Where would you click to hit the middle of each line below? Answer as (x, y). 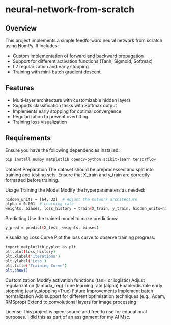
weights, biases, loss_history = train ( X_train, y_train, (68, 209)
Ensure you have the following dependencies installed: (62, 150)
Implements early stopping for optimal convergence (67, 111)
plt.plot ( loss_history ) (31, 251)
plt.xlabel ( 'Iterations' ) (33, 256)
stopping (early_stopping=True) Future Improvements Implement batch (79, 291)
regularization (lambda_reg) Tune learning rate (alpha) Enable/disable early (84, 286)
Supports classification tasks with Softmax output (65, 105)
